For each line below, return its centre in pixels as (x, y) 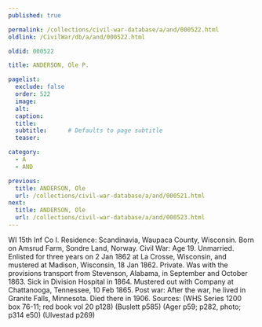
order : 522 (33, 94)
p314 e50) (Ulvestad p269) (52, 314)
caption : (29, 116)
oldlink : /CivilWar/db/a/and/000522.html (77, 37)
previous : (24, 181)
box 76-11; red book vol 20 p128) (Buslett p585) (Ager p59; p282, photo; (125, 307)
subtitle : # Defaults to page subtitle (89, 130)
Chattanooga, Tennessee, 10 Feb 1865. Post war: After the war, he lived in (127, 290)
